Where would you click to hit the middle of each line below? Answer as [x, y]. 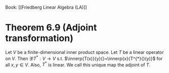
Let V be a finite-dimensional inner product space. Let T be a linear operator [85, 52]
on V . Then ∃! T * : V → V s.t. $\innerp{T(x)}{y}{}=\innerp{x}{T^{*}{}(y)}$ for [84, 58]
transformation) [39, 39]
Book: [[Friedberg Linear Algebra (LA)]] [46, 7]
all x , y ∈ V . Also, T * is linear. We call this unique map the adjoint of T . [78, 64]
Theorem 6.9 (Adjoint [51, 28]
